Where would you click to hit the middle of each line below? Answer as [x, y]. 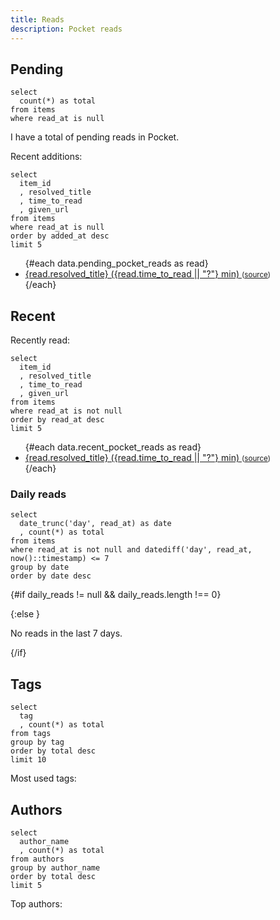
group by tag [37, 742]
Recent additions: [46, 157]
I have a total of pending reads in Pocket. [95, 137]
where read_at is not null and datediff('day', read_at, [131, 550]
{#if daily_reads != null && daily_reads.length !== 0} [116, 595]
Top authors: [36, 904]
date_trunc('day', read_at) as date [95, 524]
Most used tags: [43, 778]
